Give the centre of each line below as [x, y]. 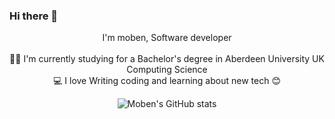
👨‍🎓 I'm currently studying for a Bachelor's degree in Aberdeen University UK [167, 59]
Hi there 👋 [34, 16]
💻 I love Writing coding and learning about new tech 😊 [167, 81]
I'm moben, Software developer [167, 38]
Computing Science [167, 70]
